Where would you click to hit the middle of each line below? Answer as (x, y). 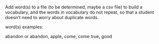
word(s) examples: (24, 27)
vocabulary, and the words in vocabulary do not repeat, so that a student (80, 12)
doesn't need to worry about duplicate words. (52, 17)
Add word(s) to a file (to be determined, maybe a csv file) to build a (74, 7)
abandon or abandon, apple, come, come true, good (59, 36)
